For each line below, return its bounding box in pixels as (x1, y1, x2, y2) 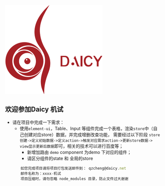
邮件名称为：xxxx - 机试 (20, 171, 62, 176)
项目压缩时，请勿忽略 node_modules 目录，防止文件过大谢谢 (20, 176, 129, 181)
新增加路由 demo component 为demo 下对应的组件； (27, 149, 132, 155)
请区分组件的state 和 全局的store (27, 155, 94, 161)
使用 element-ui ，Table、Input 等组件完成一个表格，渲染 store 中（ (19, 125, 154, 131)
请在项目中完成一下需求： (12, 119, 65, 125)
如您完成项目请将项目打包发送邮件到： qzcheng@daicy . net (20, 166, 127, 171)
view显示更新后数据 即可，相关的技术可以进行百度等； (19, 143, 124, 149)
